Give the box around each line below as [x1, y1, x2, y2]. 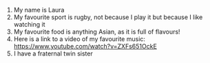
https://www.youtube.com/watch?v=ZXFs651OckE [13, 42, 157, 50]
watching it [13, 21, 45, 28]
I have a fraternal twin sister [13, 49, 93, 58]
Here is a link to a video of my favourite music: [13, 35, 146, 43]
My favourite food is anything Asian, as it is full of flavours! [13, 27, 180, 36]
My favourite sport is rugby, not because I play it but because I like [13, 13, 203, 21]
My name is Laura [13, 6, 65, 14]
